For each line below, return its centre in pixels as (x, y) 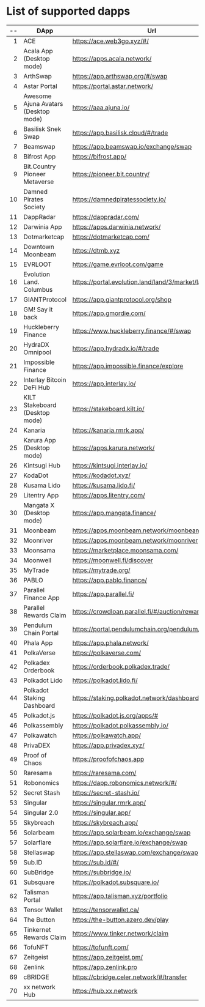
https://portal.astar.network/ (113, 86)
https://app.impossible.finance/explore (128, 366)
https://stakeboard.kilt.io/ (108, 409)
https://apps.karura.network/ (113, 448)
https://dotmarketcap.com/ (111, 237)
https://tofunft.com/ (101, 947)
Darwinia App (43, 226)
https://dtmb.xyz (96, 250)
